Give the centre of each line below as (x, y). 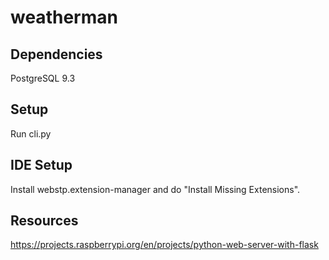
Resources (44, 221)
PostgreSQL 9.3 (43, 78)
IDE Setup (41, 165)
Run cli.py (31, 133)
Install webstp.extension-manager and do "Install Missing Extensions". (155, 189)
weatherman (64, 17)
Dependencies (56, 54)
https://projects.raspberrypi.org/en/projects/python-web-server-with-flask (164, 245)
